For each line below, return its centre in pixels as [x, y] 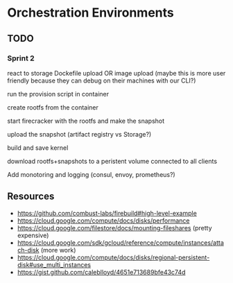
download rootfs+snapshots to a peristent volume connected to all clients [112, 161]
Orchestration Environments [91, 13]
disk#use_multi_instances [54, 264]
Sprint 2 [21, 58]
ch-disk [28, 250]
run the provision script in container [58, 94]
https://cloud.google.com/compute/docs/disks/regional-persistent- [113, 257]
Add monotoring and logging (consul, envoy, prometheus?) [91, 174]
